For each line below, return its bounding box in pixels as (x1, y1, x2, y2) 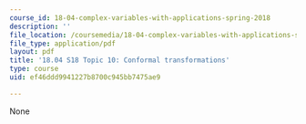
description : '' (9, 22, 71, 31)
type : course (9, 65, 59, 74)
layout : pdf (9, 47, 55, 57)
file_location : (9, 30, 67, 39)
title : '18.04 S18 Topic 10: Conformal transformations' (9, 56, 230, 65)
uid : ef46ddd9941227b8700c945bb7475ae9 (9, 73, 161, 82)
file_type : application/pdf (9, 38, 117, 48)
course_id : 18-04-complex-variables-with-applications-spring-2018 (9, 13, 271, 23)
